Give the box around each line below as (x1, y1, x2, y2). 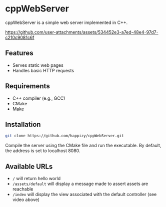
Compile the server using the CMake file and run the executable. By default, (5, 143, 161, 149)
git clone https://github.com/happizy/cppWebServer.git (5, 133, 124, 139)
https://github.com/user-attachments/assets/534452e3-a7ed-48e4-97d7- (5, 29, 158, 35)
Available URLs (5, 162, 53, 171)
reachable (12, 186, 33, 192)
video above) (12, 197, 40, 203)
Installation (5, 120, 41, 129)
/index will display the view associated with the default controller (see (12, 192, 157, 198)
